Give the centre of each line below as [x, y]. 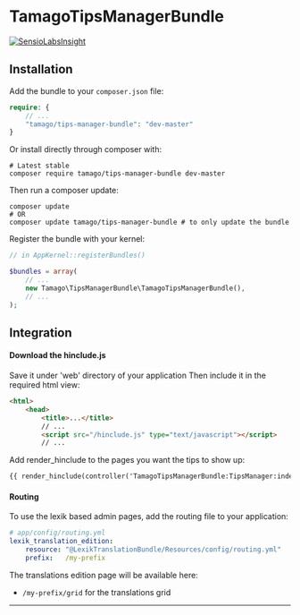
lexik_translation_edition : [62, 542]
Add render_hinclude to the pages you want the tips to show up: [127, 460]
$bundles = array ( [43, 272]
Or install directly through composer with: [86, 149]
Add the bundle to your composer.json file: [87, 90]
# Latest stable [39, 166]
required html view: [45, 385]
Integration [41, 333]
